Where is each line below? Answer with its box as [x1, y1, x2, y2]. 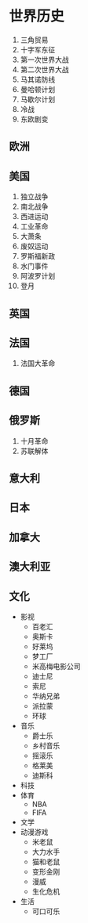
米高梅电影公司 [31, 661, 81, 671]
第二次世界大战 [20, 64, 69, 74]
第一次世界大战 [20, 55, 69, 64]
